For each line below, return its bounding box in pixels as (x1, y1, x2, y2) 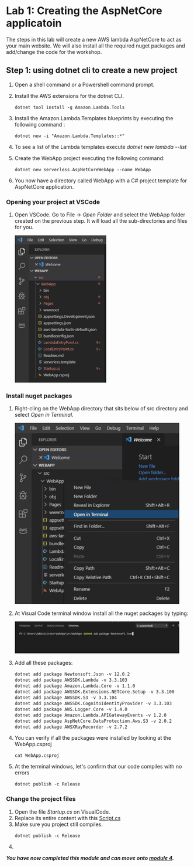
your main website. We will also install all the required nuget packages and (6, 42, 185, 49)
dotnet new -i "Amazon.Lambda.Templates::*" (14, 133, 125, 139)
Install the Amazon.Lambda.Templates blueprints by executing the (14, 114, 174, 121)
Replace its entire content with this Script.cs (14, 814, 121, 821)
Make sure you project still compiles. (14, 821, 103, 828)
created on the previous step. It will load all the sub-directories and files (14, 217, 188, 225)
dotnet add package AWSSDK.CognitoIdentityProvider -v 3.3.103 (14, 701, 172, 707)
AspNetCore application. (14, 183, 74, 190)
